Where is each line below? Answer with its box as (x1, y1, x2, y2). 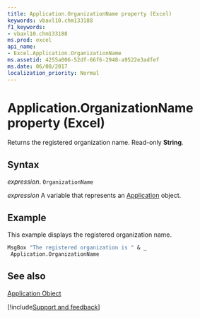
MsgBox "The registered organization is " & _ (7, 245, 147, 252)
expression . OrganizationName (7, 177, 94, 186)
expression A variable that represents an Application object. (7, 192, 182, 200)
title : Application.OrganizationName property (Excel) (7, 10, 172, 18)
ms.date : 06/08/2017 (7, 63, 69, 70)
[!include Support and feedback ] (7, 302, 100, 311)
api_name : (7, 43, 37, 50)
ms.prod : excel (7, 37, 52, 44)
